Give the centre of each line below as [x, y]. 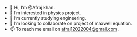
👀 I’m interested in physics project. [45, 13]
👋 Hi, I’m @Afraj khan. [32, 8]
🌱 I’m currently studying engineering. [48, 18]
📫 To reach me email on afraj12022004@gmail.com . [65, 29]
